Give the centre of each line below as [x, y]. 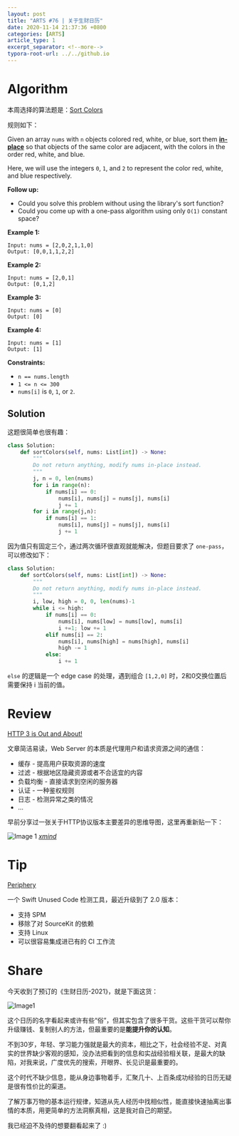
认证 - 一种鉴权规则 [46, 790]
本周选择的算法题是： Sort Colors [55, 109]
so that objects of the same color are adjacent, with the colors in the [126, 146]
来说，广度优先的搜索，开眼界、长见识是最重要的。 [107, 1062]
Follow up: [23, 189]
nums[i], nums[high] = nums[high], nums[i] [124, 641]
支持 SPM [32, 914]
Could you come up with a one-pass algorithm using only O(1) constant [122, 210]
